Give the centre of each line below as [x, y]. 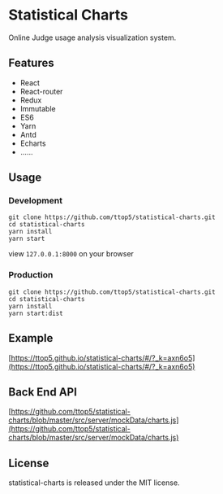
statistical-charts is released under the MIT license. [94, 483]
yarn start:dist [36, 313]
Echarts [33, 143]
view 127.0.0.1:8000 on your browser [71, 254]
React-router [41, 91]
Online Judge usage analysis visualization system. [92, 37]
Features [31, 63]
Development [36, 201]
